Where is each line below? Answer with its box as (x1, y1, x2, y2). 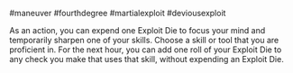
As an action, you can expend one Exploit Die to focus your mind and (9, 25, 266, 35)
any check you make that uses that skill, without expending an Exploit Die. (9, 54, 284, 64)
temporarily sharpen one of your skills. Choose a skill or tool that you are (9, 35, 279, 45)
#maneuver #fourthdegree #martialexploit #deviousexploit (9, 8, 226, 18)
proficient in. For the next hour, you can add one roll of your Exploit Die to (9, 44, 282, 55)
